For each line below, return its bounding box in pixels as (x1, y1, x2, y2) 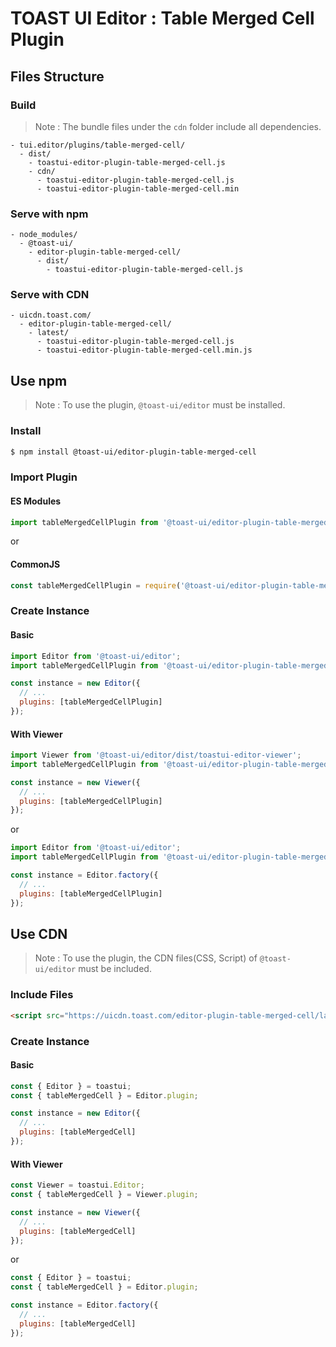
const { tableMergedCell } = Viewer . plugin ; (10, 1190, 199, 1200)
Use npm (10, 372, 68, 389)
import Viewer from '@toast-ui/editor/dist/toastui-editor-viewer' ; (10, 750, 302, 761)
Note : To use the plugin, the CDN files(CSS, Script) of (34, 952, 258, 964)
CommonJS (10, 558, 61, 571)
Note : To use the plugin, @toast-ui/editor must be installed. (34, 399, 286, 411)
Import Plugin (10, 470, 78, 484)
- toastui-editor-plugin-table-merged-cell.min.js (36, 345, 253, 356)
